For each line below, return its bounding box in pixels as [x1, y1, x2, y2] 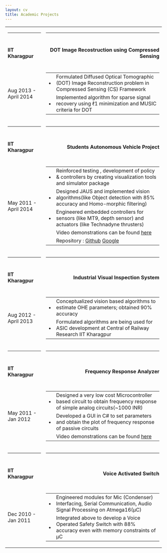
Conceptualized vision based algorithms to [56, 298, 156, 305]
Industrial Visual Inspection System [73, 274, 160, 281]
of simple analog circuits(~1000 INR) [56, 404, 143, 411]
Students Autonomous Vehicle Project [67, 143, 160, 150]
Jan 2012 [7, 416, 31, 423]
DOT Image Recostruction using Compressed [50, 46, 160, 53]
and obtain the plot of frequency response [56, 419, 155, 426]
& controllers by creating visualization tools [56, 173, 157, 180]
